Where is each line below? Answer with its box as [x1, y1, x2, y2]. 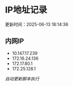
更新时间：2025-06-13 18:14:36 [5, 21, 69, 27]
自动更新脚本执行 [5, 76, 39, 82]
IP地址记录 [5, 4, 48, 16]
